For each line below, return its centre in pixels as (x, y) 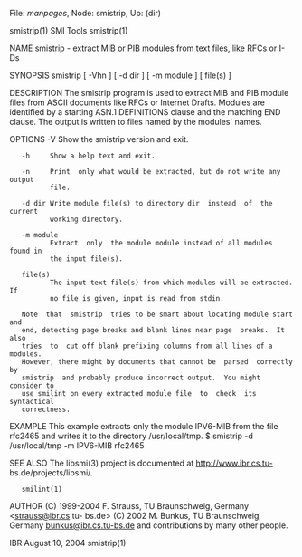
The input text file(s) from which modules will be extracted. (171, 283)
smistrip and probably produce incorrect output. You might (141, 378)
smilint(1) (42, 489)
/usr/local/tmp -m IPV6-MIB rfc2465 (77, 446)
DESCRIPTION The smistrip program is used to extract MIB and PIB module (149, 93)
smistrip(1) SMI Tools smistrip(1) (69, 30)
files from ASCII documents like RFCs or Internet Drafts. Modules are (137, 102)
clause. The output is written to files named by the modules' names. (136, 122)
